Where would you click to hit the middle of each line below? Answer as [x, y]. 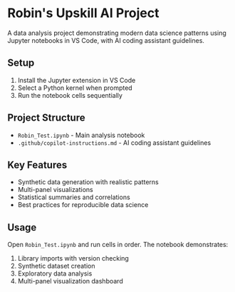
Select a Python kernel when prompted [75, 88]
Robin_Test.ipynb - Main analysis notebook [81, 135]
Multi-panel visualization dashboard [70, 281]
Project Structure [46, 118]
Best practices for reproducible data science [83, 205]
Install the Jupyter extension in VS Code [77, 80]
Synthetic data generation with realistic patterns [88, 182]
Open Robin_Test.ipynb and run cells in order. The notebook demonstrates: [118, 245]
